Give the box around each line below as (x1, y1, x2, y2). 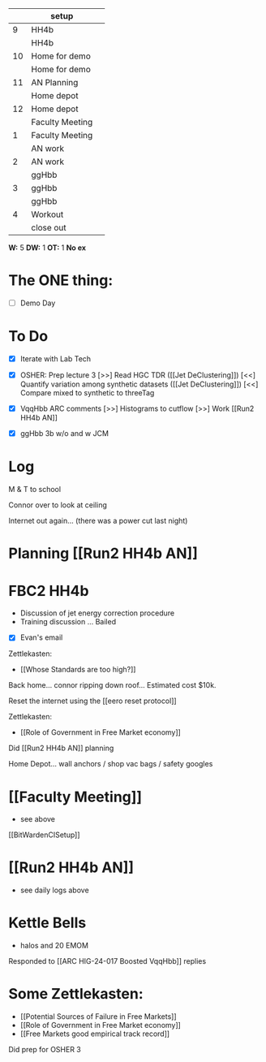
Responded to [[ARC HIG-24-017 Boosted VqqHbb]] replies (8, 956, 207, 966)
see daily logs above (19, 885, 89, 896)
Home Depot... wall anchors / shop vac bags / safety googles (8, 759, 213, 769)
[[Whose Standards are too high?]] (19, 665, 136, 675)
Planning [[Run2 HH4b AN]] (8, 544, 199, 563)
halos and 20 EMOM (19, 941, 89, 951)
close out (31, 222, 66, 233)
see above (19, 814, 55, 824)
